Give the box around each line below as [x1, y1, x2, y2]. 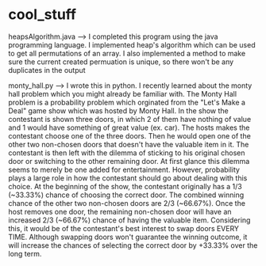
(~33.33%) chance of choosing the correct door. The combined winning [8, 190, 245, 199]
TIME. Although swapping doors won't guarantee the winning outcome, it [8, 232, 248, 241]
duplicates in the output [8, 65, 86, 74]
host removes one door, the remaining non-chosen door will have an [8, 207, 232, 216]
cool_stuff [8, 6, 77, 24]
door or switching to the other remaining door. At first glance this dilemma [8, 156, 250, 165]
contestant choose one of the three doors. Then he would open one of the [8, 131, 252, 140]
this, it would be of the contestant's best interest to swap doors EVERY [8, 223, 240, 233]
